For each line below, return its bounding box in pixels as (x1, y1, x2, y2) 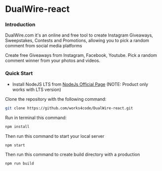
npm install (5, 124, 30, 129)
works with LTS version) (12, 86, 62, 92)
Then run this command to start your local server (5, 133, 104, 139)
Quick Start (5, 70, 33, 77)
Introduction (5, 21, 35, 28)
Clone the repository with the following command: (5, 96, 107, 102)
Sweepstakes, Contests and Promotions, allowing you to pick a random (5, 38, 149, 43)
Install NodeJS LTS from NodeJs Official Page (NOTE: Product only (12, 81, 149, 87)
